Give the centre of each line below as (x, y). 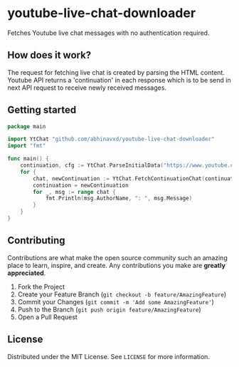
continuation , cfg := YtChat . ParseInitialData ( (92, 165)
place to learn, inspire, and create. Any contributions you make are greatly (117, 265)
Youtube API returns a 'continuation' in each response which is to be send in (119, 80)
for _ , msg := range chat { (74, 192)
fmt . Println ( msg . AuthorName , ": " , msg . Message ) (119, 198)
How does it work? (49, 55)
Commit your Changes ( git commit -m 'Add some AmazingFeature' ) (116, 301)
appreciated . (27, 273)
